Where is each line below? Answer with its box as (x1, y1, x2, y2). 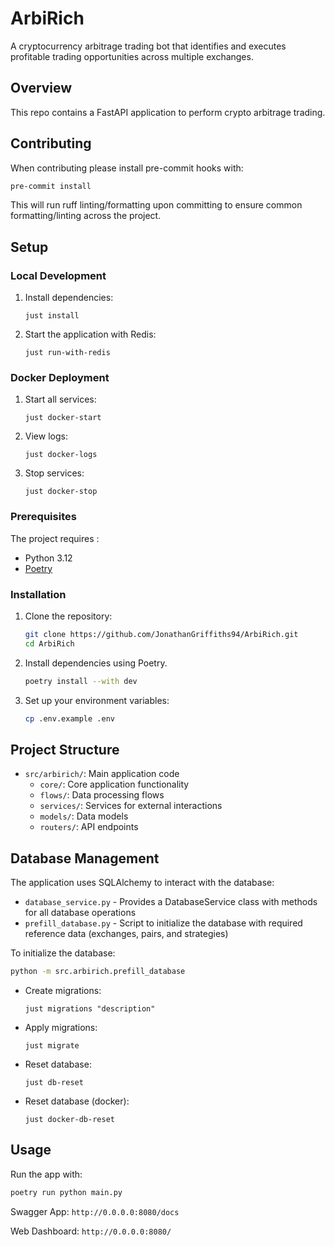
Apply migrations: (24, 1022, 98, 1034)
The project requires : (10, 532, 100, 544)
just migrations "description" (24, 1004, 156, 1014)
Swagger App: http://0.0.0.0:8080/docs (10, 1205, 180, 1217)
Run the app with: (10, 1168, 83, 1180)
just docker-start (24, 413, 102, 423)
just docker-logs (24, 450, 98, 460)
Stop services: (24, 467, 85, 479)
